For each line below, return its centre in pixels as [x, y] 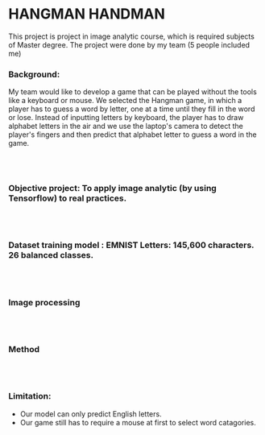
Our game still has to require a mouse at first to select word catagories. [138, 422]
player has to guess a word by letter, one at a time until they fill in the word [132, 109]
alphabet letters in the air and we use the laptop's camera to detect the [126, 126]
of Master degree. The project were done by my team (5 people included [129, 44]
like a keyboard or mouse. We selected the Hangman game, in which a [125, 101]
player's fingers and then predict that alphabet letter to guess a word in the [132, 135]
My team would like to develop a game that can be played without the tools [133, 92]
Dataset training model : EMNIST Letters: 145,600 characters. [131, 245]
